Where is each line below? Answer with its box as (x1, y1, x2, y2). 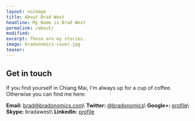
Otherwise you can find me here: (6, 90, 86, 98)
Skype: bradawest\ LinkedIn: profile (6, 108, 95, 115)
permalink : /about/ (6, 25, 54, 31)
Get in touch (6, 69, 52, 79)
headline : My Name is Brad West (6, 19, 86, 25)
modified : (6, 31, 31, 36)
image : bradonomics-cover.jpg (6, 42, 81, 48)
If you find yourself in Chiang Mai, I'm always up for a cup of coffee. (6, 84, 172, 91)
